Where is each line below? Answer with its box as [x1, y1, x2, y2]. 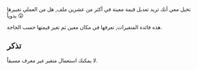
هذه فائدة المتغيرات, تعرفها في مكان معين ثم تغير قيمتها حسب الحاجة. [7, 24, 162, 31]
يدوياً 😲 [7, 12, 24, 19]
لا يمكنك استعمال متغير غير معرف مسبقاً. [7, 57, 98, 64]
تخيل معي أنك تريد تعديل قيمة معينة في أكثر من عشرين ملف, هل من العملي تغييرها [7, 6, 191, 13]
